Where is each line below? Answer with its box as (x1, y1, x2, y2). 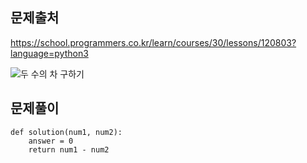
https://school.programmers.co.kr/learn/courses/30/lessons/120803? (10, 36, 297, 48)
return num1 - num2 (28, 144, 110, 155)
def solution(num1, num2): (10, 127, 123, 137)
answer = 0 (28, 136, 74, 146)
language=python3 (10, 47, 89, 59)
